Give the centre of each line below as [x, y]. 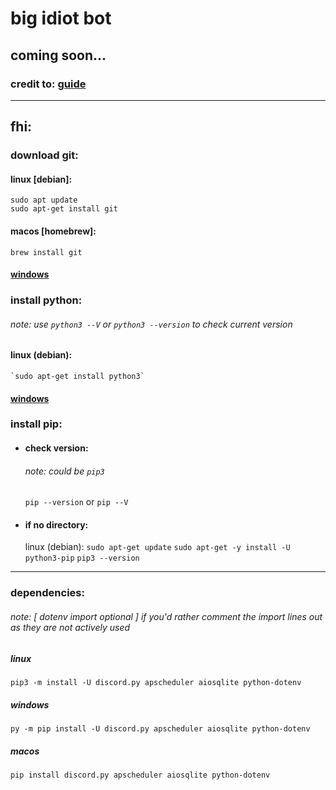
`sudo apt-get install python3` [77, 376]
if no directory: [56, 524]
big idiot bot [61, 18]
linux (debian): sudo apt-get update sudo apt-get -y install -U [157, 547]
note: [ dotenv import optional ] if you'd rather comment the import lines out [166, 616]
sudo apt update [44, 200]
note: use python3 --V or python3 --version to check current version [151, 324]
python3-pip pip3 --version [82, 558]
